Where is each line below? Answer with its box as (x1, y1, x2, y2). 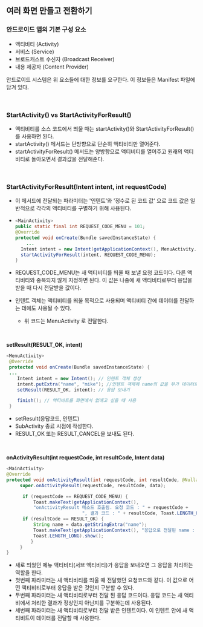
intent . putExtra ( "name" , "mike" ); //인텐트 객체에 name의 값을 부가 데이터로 (17, 381, 198, 387)
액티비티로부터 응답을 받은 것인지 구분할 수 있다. (21, 584, 135, 591)
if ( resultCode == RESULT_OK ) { (22, 516, 104, 522)
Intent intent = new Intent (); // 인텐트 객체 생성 (17, 375, 141, 381)
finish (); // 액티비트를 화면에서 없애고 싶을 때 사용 (17, 398, 137, 404)
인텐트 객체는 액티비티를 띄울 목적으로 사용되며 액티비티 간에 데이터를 (14, 297, 178, 304)
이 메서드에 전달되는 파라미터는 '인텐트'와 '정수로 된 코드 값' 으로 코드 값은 (14, 197, 189, 205)
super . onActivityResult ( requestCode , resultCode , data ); (19, 482, 166, 488)
